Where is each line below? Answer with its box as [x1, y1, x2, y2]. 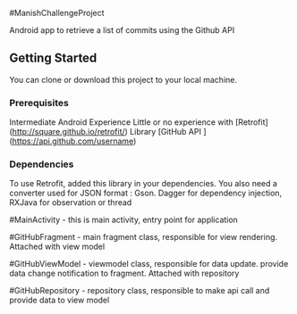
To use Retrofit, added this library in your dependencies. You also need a [9, 178, 277, 189]
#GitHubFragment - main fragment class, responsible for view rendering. [9, 232, 278, 243]
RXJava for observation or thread [9, 197, 132, 208]
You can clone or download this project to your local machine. [9, 74, 238, 85]
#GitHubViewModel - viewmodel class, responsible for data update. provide [9, 259, 289, 269]
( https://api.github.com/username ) [9, 136, 137, 146]
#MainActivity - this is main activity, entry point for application [9, 214, 239, 226]
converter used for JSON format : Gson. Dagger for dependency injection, [9, 187, 283, 199]
